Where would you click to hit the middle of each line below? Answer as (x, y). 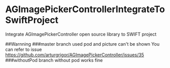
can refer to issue (24, 49)
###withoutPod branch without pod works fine (54, 60)
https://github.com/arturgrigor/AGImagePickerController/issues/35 (75, 55)
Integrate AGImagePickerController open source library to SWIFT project (81, 34)
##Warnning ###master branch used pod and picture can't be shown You (82, 44)
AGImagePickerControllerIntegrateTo (85, 9)
